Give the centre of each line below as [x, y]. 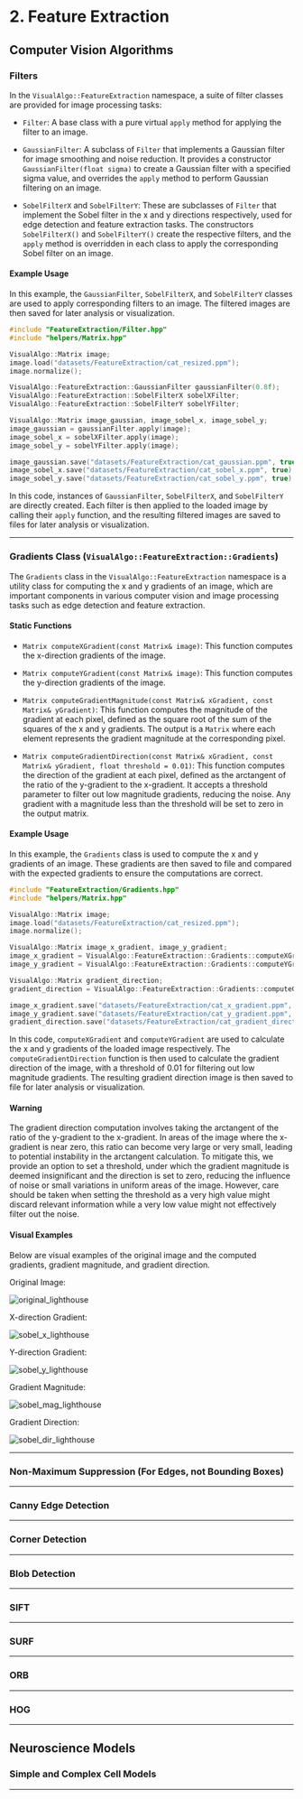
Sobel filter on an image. [68, 253]
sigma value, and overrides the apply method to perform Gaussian [145, 178]
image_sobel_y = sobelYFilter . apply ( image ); [94, 445]
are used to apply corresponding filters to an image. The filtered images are [150, 303]
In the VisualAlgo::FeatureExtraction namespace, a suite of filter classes [147, 95]
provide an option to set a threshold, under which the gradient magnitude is [150, 1166]
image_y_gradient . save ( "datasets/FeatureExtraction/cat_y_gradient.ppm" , [151, 1014]
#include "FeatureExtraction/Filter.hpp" [88, 330]
